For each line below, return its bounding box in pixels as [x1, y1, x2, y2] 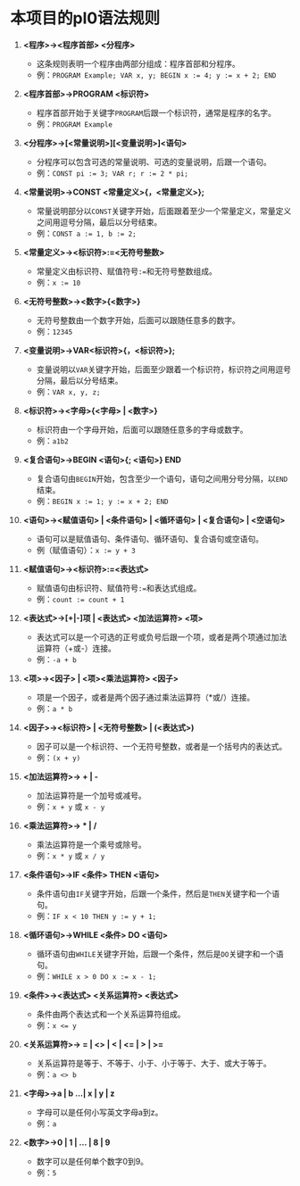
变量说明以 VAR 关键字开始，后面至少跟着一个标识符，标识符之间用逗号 [36, 363, 292, 375]
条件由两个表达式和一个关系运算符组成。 [36, 1008, 186, 1019]
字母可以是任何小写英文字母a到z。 [36, 1107, 163, 1117]
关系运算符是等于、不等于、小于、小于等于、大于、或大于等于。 [36, 1057, 271, 1068]
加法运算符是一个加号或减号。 [36, 790, 146, 800]
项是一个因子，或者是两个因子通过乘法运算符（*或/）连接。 [36, 692, 255, 702]
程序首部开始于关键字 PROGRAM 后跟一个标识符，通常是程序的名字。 [36, 107, 276, 118]
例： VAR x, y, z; [36, 386, 101, 397]
